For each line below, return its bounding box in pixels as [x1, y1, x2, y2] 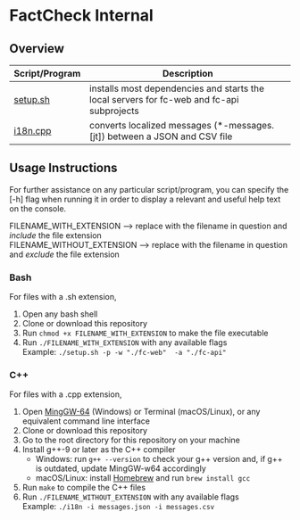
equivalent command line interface [21, 416, 150, 426]
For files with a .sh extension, [9, 292, 117, 302]
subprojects [88, 104, 140, 117]
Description [162, 68, 213, 79]
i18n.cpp [13, 125, 52, 136]
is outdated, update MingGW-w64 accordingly [35, 463, 207, 474]
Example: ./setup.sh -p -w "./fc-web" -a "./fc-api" [21, 347, 227, 358]
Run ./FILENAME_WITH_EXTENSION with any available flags [21, 337, 228, 348]
